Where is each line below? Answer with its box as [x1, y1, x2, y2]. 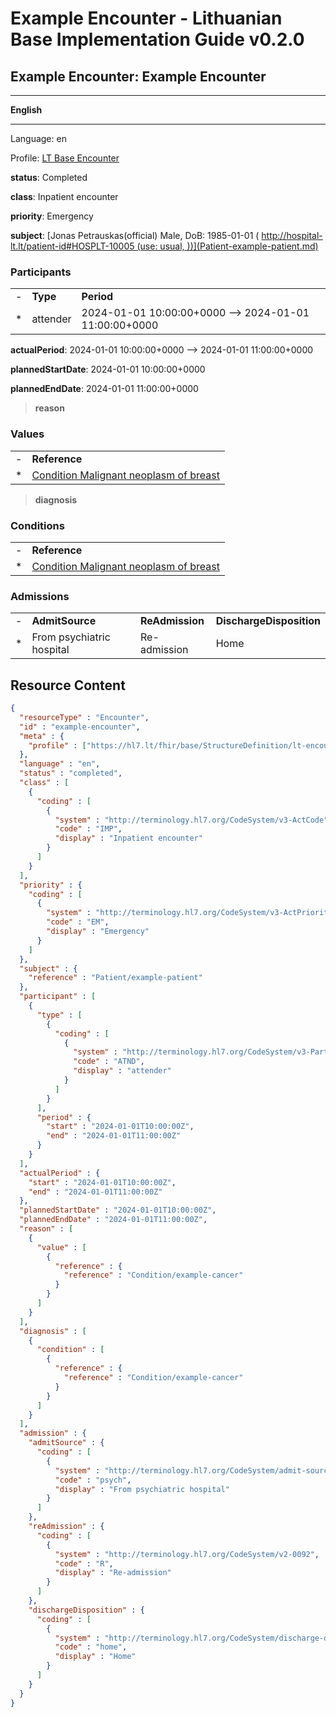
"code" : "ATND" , [73, 1057, 145, 1067]
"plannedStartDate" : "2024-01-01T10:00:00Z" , [19, 1205, 217, 1216]
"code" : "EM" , [46, 917, 110, 927]
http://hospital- [261, 230, 323, 241]
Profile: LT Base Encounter [10, 152, 120, 164]
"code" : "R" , [54, 1558, 114, 1569]
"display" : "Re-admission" [54, 1568, 172, 1578]
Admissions [10, 589, 70, 603]
